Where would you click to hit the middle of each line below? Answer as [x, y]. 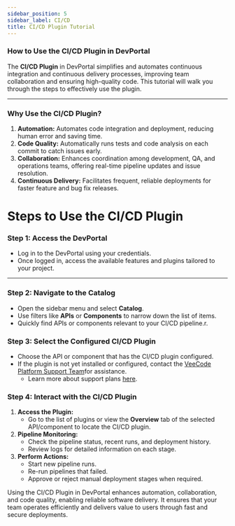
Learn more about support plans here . [83, 379]
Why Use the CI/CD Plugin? [55, 113]
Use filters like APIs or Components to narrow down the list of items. [117, 315]
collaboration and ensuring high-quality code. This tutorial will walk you [110, 81]
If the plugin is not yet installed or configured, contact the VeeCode [114, 364]
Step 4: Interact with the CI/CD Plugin [72, 397]
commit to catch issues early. [60, 150]
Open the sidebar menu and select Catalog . [80, 308]
